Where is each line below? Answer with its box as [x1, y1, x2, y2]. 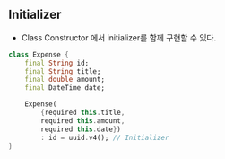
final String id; [24, 58, 90, 67]
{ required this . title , [40, 108, 125, 118]
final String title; [24, 66, 101, 75]
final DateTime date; [24, 84, 105, 93]
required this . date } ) [40, 125, 122, 134]
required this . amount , [40, 116, 125, 125]
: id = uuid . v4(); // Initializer [40, 133, 169, 142]
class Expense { [8, 49, 69, 59]
